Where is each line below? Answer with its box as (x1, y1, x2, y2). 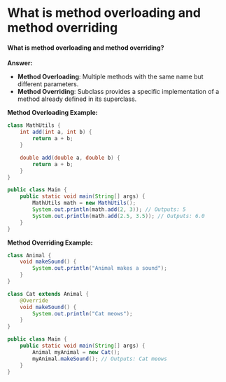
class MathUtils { (7, 122, 61, 129)
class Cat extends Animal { (7, 290, 90, 297)
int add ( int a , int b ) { (20, 128, 92, 136)
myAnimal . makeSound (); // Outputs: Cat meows (32, 355, 168, 362)
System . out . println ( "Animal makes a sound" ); (32, 265, 168, 272)
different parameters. (17, 80, 79, 88)
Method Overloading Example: (7, 109, 98, 117)
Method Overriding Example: (7, 238, 93, 247)
